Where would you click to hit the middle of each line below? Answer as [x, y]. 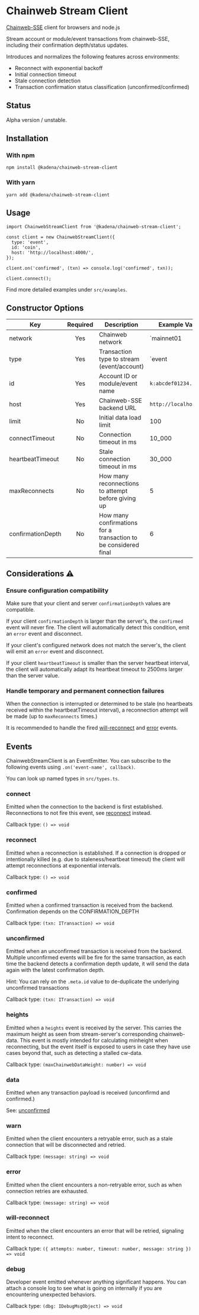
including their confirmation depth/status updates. [67, 45]
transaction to [118, 537]
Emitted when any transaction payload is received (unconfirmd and [88, 1092]
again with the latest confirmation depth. [55, 970]
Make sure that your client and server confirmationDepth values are [88, 603]
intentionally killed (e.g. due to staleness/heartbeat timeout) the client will [96, 859]
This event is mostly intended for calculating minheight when [94, 1040]
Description [121, 325]
